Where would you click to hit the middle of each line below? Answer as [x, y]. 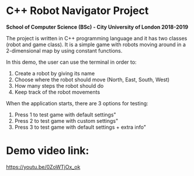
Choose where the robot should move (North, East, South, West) [92, 80]
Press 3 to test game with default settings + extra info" [80, 127]
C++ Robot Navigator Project [77, 11]
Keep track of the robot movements [57, 92]
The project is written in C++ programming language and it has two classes [97, 38]
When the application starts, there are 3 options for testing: [77, 103]
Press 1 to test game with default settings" [65, 115]
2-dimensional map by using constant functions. [64, 50]
